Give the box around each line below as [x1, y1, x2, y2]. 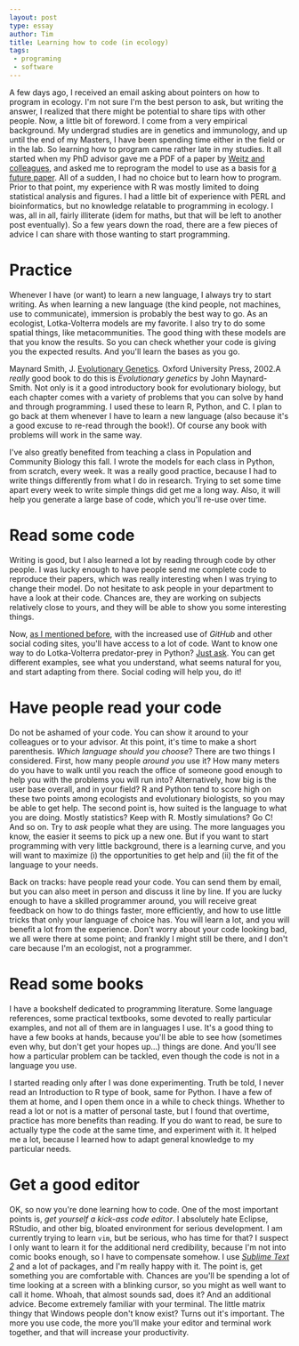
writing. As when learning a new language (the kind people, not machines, [9, 299, 281, 310]
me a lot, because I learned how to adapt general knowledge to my [9, 1133, 255, 1144]
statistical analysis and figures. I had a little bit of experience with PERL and [9, 190, 287, 201]
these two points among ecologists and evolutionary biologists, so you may [9, 793, 286, 803]
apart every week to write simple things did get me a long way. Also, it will [9, 484, 280, 495]
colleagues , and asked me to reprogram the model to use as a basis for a [9, 162, 278, 173]
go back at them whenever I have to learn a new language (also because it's [9, 410, 289, 421]
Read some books [9, 973, 144, 994]
